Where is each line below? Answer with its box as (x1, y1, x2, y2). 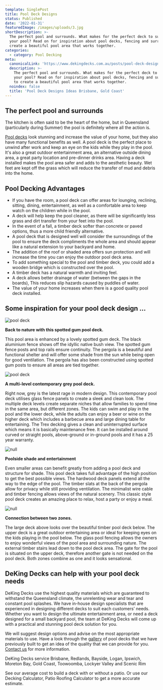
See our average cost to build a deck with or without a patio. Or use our (5, 670, 148, 676)
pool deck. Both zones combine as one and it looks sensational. (5, 555, 132, 561)
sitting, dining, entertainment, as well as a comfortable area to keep (12, 202, 147, 208)
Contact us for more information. (5, 646, 70, 652)
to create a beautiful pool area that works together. (14, 79, 127, 84)
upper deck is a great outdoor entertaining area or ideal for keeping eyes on (5, 529, 157, 535)
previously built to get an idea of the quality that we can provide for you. (5, 641, 149, 647)
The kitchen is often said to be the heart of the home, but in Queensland (5, 120, 149, 126)
